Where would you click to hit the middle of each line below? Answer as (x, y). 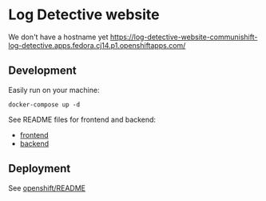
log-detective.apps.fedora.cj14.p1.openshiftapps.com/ (97, 45)
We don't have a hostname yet (59, 37)
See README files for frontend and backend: (82, 119)
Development (43, 71)
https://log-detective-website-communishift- (184, 37)
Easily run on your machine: (54, 90)
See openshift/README (47, 188)
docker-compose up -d (44, 105)
